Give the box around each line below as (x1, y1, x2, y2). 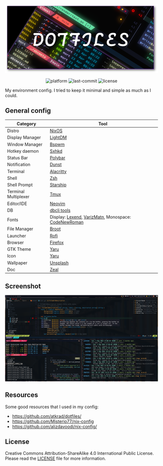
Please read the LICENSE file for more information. (5, 456, 106, 462)
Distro (7, 128, 19, 134)
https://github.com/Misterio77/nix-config (12, 418, 94, 424)
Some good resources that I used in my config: (5, 404, 99, 410)
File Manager (7, 226, 33, 232)
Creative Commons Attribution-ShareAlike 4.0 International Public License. (5, 450, 154, 456)
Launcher (7, 233, 27, 239)
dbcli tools (49, 207, 71, 213)
